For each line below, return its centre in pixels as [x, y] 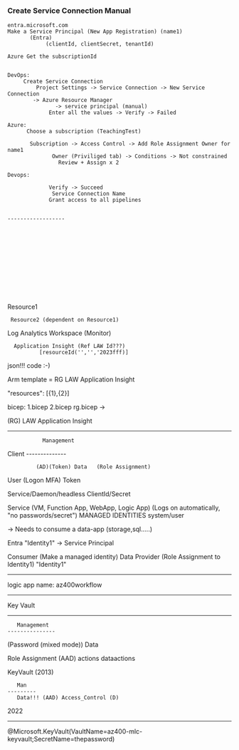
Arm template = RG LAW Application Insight [71, 379]
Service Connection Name [89, 194]
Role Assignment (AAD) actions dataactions [71, 659]
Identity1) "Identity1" [37, 565]
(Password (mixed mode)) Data [53, 644]
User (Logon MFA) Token [44, 481]
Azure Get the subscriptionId [52, 57]
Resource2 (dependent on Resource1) [65, 320]
